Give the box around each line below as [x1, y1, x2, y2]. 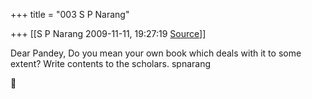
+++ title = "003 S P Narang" [10, 9, 130, 20]
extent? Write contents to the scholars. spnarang [10, 58, 212, 69]
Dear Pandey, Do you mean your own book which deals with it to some [10, 47, 302, 59]
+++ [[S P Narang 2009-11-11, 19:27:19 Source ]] [10, 28, 207, 39]
